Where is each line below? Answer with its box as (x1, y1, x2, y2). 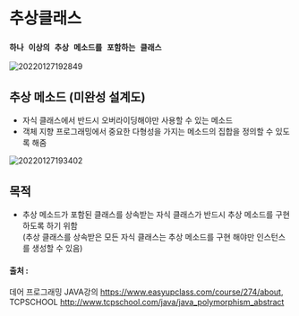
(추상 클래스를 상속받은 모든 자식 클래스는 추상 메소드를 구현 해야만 (21, 232, 255, 242)
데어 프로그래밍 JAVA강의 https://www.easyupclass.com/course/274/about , (9, 286, 284, 297)
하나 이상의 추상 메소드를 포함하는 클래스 (9, 42, 163, 53)
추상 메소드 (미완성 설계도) (9, 89, 146, 104)
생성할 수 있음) (31, 243, 83, 254)
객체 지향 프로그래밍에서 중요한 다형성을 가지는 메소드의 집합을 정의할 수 (21, 127, 274, 137)
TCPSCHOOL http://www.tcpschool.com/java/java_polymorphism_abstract (9, 297, 285, 308)
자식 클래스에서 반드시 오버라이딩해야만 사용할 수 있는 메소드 (21, 115, 234, 126)
